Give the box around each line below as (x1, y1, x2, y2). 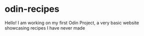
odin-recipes (4, 3, 59, 15)
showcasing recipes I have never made (4, 25, 85, 31)
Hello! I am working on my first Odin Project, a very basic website (4, 20, 139, 26)
